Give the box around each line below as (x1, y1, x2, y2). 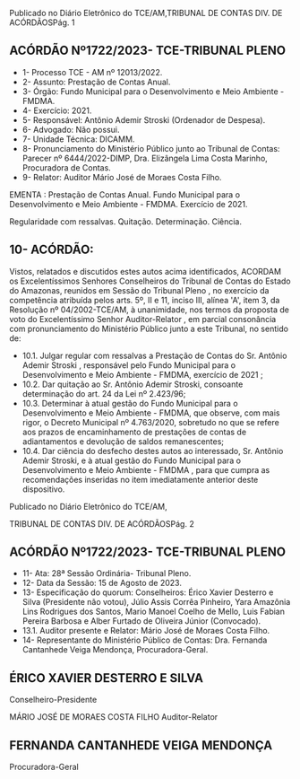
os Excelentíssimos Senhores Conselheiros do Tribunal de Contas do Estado (9, 276, 291, 286)
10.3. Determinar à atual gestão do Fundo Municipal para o (21, 398, 239, 408)
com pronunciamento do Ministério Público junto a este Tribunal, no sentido (9, 323, 289, 334)
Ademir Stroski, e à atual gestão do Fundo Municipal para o (21, 455, 242, 466)
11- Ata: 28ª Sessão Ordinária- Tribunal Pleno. (21, 568, 192, 579)
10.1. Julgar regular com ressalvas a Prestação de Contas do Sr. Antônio (21, 350, 287, 361)
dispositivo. (21, 484, 65, 495)
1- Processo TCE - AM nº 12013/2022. (21, 66, 163, 77)
